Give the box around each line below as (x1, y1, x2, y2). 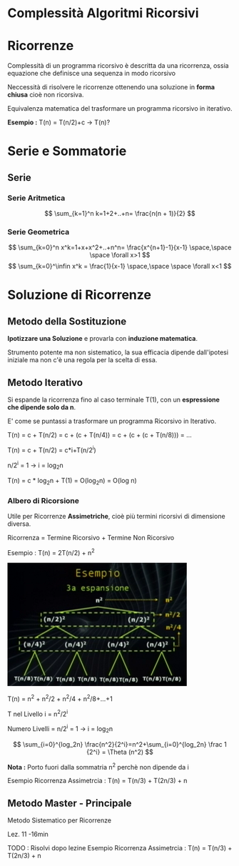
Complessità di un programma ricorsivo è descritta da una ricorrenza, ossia (7, 61, 230, 70)
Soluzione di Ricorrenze (7, 287, 152, 303)
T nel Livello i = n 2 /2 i (7, 708, 68, 718)
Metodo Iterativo (7, 377, 83, 389)
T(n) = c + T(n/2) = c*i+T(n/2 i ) (7, 444, 96, 454)
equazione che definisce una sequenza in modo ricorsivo (7, 69, 176, 78)
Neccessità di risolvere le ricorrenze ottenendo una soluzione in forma (7, 83, 215, 91)
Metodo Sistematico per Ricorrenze (7, 816, 112, 825)
